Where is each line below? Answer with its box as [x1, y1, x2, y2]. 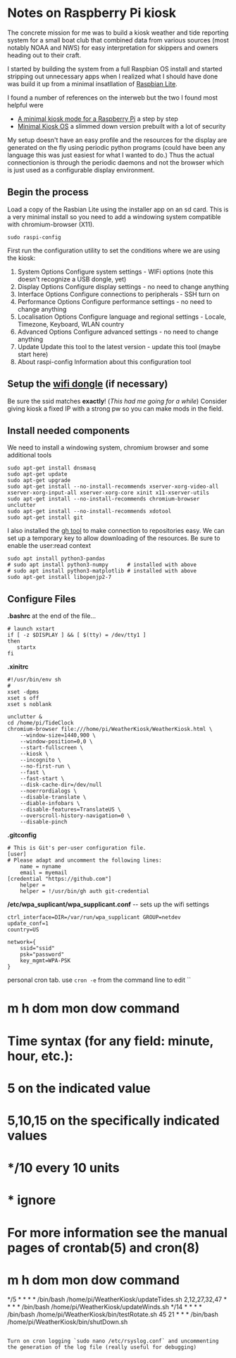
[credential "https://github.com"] [7, 875, 112, 883]
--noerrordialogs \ [20, 788, 77, 795]
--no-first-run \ [20, 763, 71, 770]
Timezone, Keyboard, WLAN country [17, 320, 125, 328]
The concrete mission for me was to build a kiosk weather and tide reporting [7, 28, 229, 37]
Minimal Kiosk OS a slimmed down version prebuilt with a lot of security [17, 122, 226, 130]
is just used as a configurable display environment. [7, 165, 155, 174]
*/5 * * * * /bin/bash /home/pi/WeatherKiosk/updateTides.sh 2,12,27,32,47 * [7, 1295, 228, 1304]
